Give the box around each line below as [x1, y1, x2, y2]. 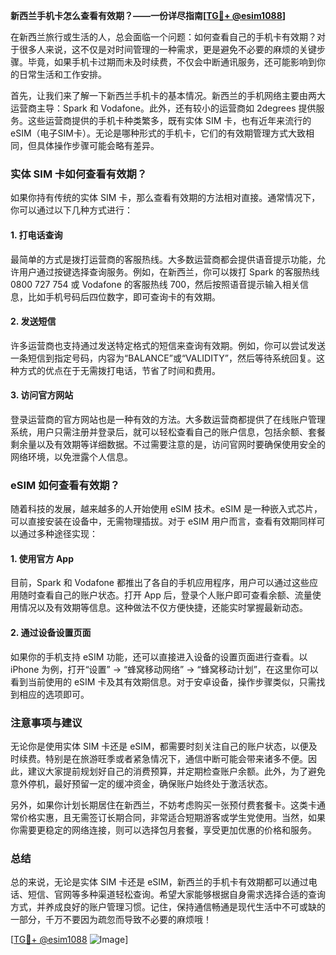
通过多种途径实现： [18, 528, 98, 540]
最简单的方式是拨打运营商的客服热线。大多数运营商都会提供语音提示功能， [10, 253, 317, 265]
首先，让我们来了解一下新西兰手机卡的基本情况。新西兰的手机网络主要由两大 [10, 90, 326, 101]
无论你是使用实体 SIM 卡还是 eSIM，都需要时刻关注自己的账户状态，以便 [10, 740, 309, 752]
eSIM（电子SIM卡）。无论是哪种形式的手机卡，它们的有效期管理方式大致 [10, 127, 306, 139]
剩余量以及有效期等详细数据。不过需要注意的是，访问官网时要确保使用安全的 [10, 438, 326, 450]
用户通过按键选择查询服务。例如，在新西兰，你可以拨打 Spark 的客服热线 [18, 265, 320, 278]
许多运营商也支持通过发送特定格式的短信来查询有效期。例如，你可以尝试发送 [10, 339, 326, 351]
